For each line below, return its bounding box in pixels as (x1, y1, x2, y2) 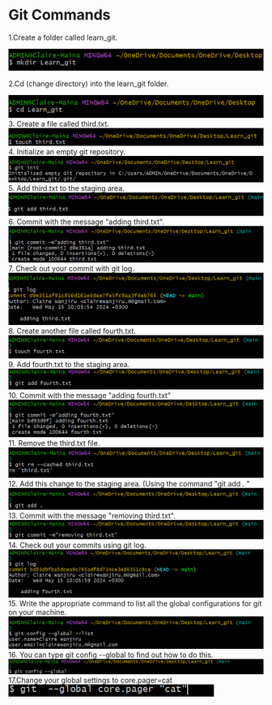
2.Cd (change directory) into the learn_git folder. (8, 79, 169, 89)
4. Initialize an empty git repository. (8, 146, 125, 156)
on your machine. (8, 608, 67, 617)
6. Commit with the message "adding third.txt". (8, 217, 164, 227)
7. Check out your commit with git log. (8, 263, 135, 273)
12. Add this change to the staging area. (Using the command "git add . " (8, 479, 250, 489)
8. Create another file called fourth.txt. (8, 327, 136, 336)
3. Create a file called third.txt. (8, 119, 109, 128)
